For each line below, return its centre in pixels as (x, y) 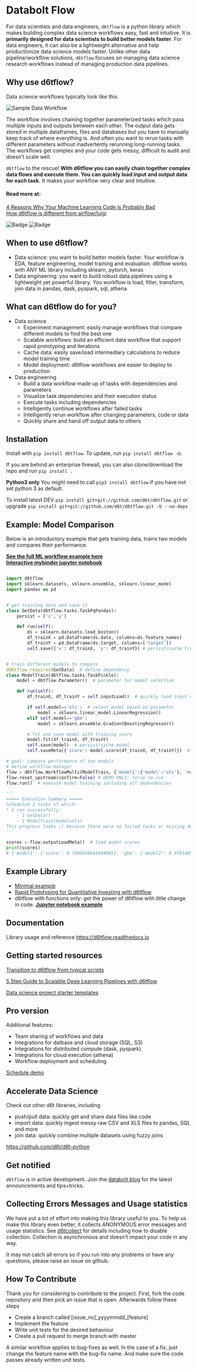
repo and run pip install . (40, 471)
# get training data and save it (47, 605)
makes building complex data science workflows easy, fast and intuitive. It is (98, 32)
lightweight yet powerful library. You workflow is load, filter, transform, (99, 282)
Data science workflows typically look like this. (62, 96)
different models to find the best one (67, 333)
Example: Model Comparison (60, 525)
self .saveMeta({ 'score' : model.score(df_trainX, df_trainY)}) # (109, 751)
